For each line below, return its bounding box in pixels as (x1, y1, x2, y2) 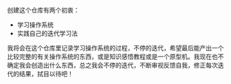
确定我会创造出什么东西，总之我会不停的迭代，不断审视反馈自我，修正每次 (7, 61, 218, 69)
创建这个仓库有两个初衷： (7, 6, 80, 14)
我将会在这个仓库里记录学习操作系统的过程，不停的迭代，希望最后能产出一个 (7, 44, 224, 52)
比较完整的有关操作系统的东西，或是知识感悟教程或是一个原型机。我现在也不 (7, 52, 224, 61)
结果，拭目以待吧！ (19, 70, 74, 78)
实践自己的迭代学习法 (16, 30, 78, 37)
